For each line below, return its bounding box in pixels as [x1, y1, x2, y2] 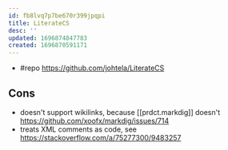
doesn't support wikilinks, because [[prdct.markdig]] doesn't [19, 107, 221, 116]
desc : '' [8, 26, 38, 34]
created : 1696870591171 [8, 41, 88, 49]
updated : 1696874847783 [8, 34, 88, 42]
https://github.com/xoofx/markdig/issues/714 [19, 116, 170, 125]
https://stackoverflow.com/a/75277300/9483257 [19, 132, 182, 142]
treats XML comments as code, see [19, 124, 138, 134]
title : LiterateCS [8, 19, 70, 27]
